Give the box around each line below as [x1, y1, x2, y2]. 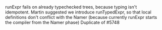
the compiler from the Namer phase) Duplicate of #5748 [5, 19, 120, 25]
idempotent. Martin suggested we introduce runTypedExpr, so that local [5, 9, 152, 15]
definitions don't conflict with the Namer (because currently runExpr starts [5, 15, 158, 20]
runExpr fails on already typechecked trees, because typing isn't [5, 4, 137, 10]
